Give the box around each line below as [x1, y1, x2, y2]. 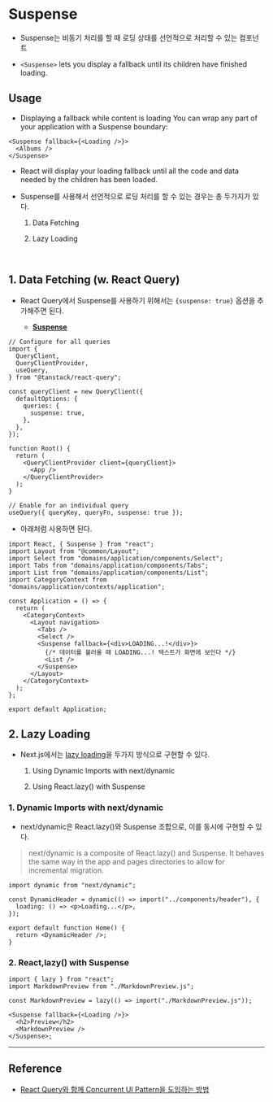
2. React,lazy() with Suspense [8, 956, 130, 968]
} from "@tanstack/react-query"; [8, 373, 122, 381]
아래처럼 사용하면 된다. [19, 524, 93, 534]
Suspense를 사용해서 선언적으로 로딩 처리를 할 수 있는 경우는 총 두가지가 [19, 191, 251, 201]
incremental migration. [28, 865, 104, 875]
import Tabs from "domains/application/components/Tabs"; [8, 561, 209, 569]
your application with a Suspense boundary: [19, 121, 168, 131]
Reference [8, 1062, 63, 1076]
